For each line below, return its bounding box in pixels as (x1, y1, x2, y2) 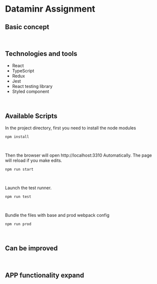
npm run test (5, 194, 32, 199)
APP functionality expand (5, 271, 84, 279)
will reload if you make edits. (5, 157, 62, 163)
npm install (5, 134, 29, 139)
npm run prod (5, 221, 32, 227)
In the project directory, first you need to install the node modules (5, 125, 136, 131)
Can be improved (5, 244, 58, 252)
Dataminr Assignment (5, 3, 96, 15)
